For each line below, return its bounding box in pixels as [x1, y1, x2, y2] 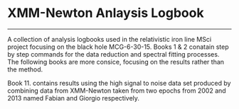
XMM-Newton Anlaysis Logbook [7, 5, 204, 21]
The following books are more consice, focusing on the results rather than [7, 57, 225, 66]
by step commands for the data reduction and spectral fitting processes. [7, 50, 220, 58]
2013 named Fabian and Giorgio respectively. [7, 93, 140, 102]
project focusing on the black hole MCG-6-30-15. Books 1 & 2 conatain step [7, 42, 229, 51]
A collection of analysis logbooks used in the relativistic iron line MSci [7, 35, 212, 43]
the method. [7, 65, 43, 74]
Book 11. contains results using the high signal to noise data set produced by [7, 79, 231, 87]
